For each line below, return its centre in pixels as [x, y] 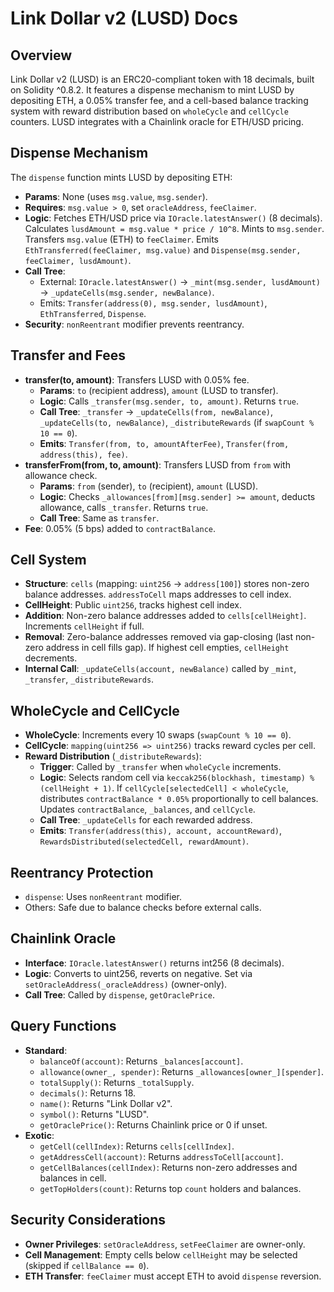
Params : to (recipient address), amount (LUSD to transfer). [159, 390]
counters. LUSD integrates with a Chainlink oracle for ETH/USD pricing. [157, 121]
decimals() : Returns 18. [88, 1093]
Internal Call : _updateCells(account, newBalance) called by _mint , [160, 669]
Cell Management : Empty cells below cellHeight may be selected [161, 1254]
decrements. [51, 658]
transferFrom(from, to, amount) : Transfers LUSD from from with [157, 464]
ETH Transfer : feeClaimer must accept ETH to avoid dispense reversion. [173, 1276]
